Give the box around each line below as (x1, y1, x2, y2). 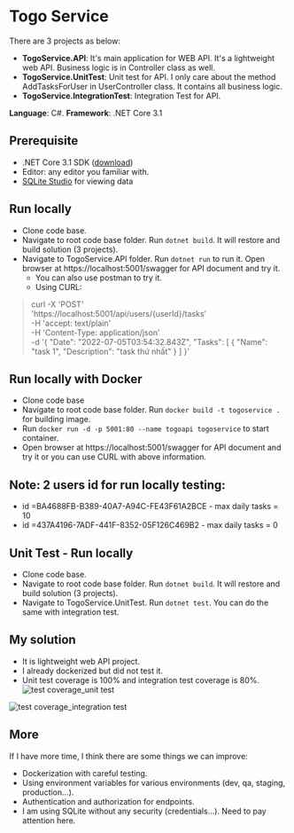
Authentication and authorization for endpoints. (21, 796, 195, 806)
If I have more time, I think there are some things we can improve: (9, 750, 248, 761)
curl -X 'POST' (30, 299, 84, 310)
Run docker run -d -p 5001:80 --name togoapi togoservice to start (21, 423, 270, 434)
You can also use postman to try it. (35, 272, 162, 283)
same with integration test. (21, 607, 120, 617)
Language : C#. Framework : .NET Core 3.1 (9, 107, 163, 118)
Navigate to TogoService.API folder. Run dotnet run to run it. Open (21, 253, 266, 263)
